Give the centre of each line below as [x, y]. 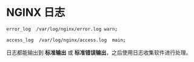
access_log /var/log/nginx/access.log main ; [66, 40]
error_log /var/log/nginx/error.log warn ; [62, 29]
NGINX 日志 [36, 12]
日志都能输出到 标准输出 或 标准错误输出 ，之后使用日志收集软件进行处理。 [99, 52]
